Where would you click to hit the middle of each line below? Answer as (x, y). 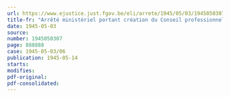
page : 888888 (26, 45)
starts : (18, 64)
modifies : (21, 70)
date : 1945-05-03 (32, 26)
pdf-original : (27, 77)
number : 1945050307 (35, 39)
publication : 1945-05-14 (42, 58)
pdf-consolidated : (33, 83)
